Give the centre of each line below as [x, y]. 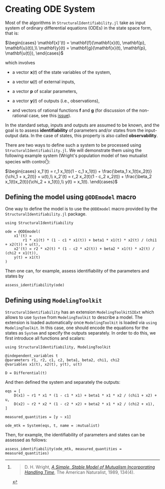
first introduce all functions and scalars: [45, 338]
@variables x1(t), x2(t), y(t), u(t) [44, 365]
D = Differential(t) [26, 373]
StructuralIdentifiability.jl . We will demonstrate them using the [73, 150]
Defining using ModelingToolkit [54, 300]
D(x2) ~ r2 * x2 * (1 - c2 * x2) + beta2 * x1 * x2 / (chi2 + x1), [84, 404]
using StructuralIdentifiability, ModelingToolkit [58, 347]
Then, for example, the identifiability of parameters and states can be [75, 435]
